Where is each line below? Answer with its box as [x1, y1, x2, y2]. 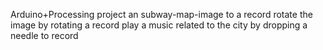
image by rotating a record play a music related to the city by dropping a [10, 19, 308, 31]
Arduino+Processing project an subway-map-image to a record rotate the [10, 9, 313, 20]
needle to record [10, 30, 79, 41]
